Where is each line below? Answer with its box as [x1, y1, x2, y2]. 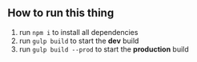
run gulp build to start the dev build [18, 36, 139, 45]
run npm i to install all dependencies [18, 27, 139, 37]
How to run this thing [7, 6, 115, 20]
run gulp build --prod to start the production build [18, 44, 189, 54]
